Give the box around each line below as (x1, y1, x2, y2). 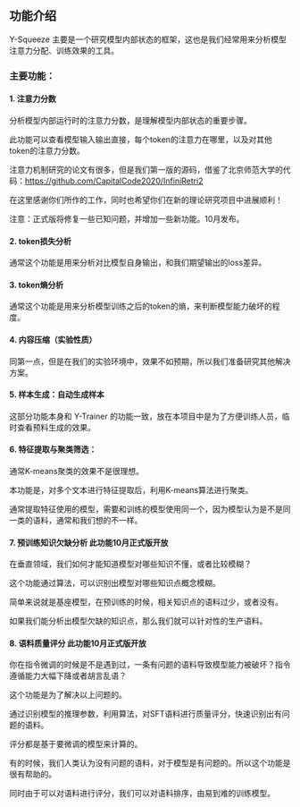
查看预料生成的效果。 (16, 421, 96, 432)
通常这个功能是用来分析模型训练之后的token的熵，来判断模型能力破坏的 (9, 301, 272, 311)
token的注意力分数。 (9, 145, 85, 156)
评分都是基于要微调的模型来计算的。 (9, 739, 143, 750)
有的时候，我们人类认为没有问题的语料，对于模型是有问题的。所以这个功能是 (9, 758, 291, 769)
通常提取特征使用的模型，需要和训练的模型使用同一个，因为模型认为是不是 (9, 504, 283, 514)
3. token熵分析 (9, 279, 64, 290)
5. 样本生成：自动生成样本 (9, 389, 104, 400)
